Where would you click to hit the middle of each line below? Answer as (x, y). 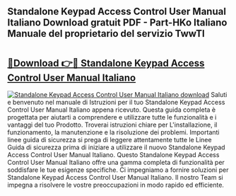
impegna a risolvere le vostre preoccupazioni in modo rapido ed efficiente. (116, 185)
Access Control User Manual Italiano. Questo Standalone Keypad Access (113, 155)
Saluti (219, 94)
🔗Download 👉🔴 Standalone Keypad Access (106, 63)
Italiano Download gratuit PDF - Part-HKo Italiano (117, 23)
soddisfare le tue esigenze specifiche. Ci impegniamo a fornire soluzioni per (118, 170)
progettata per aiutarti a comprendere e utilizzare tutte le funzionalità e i (112, 117)
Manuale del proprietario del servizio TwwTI (106, 34)
